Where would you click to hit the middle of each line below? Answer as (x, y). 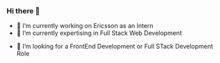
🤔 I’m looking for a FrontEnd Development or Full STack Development (115, 47)
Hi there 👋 (24, 11)
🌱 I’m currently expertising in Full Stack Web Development (99, 33)
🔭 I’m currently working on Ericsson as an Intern (85, 26)
